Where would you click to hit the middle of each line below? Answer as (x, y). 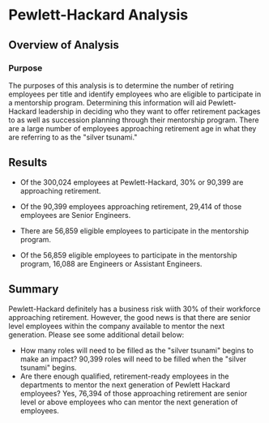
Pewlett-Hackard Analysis (98, 15)
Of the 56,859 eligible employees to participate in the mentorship (128, 255)
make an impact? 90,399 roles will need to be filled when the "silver (133, 359)
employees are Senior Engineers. (75, 215)
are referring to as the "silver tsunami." (73, 137)
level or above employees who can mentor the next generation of (129, 402)
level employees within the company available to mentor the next (117, 326)
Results (28, 162)
